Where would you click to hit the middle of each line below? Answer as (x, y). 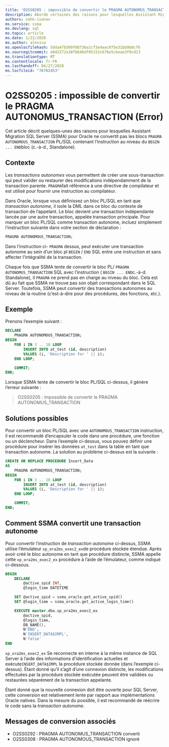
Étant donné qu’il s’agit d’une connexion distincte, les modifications (94, 669)
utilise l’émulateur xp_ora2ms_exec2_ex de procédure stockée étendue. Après (83, 549)
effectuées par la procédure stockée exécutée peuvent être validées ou (79, 675)
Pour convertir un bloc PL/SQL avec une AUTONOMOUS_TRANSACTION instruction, (84, 430)
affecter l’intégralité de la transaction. (44, 257)
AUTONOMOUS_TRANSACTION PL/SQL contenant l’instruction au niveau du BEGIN (82, 141)
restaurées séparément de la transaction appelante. (59, 680)
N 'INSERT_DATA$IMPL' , (46, 634)
